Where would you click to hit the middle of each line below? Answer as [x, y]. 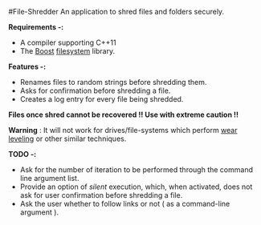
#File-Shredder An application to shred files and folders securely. [116, 12]
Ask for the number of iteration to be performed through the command [136, 170]
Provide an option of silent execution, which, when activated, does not [136, 187]
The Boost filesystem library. [67, 51]
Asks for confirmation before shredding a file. [95, 90]
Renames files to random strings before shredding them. [113, 82]
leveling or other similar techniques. [67, 139]
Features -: [27, 66]
